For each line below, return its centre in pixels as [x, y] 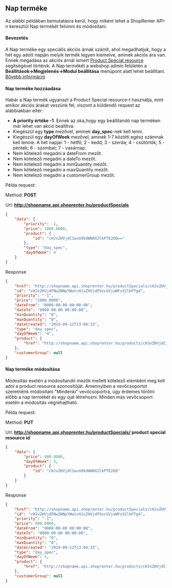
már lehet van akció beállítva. [44, 126]
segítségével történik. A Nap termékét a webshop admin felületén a [76, 66]
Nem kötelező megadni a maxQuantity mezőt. [61, 170]
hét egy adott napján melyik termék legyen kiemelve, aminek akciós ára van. [86, 55]
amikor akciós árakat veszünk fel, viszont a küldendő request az [73, 105]
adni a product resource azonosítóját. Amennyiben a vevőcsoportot [76, 386]
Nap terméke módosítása [33, 369]
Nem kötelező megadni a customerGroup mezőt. [64, 175]
